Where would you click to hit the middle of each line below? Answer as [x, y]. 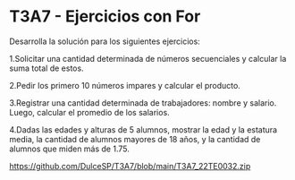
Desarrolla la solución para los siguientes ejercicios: [105, 41]
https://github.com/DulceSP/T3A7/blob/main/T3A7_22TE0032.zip [130, 166]
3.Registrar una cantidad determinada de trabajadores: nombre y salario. [143, 103]
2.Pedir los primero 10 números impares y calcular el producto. [125, 85]
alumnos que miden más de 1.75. [69, 149]
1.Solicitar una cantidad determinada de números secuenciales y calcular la [148, 58]
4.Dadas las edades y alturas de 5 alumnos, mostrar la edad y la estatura [143, 129]
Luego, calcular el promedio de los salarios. [89, 112]
